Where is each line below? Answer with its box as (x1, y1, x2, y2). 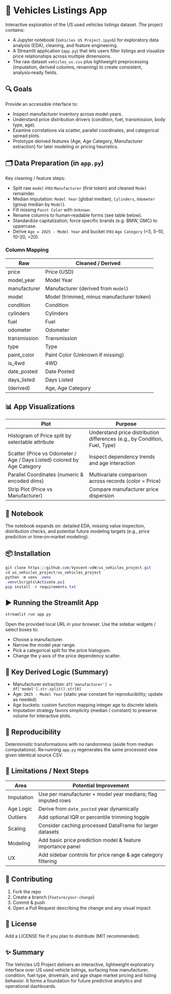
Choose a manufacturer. (12, 636, 64, 643)
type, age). (12, 122, 36, 128)
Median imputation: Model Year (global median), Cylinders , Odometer (12, 196, 155, 202)
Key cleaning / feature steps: (5, 175, 66, 181)
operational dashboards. (5, 983, 57, 989)
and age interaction (89, 459, 136, 466)
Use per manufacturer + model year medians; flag (38, 790, 158, 797)
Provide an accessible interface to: (5, 101, 78, 107)
